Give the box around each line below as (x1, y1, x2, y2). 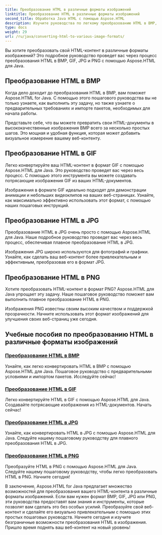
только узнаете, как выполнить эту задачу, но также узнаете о (5, 100, 135, 106)
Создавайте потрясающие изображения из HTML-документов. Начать (5, 402, 152, 408)
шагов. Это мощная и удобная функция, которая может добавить (5, 130, 141, 136)
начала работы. (5, 110, 38, 116)
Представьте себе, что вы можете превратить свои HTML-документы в (5, 120, 154, 126)
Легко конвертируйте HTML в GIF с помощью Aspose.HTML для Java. (5, 397, 150, 403)
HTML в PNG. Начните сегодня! (5, 473, 70, 480)
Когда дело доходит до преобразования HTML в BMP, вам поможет (5, 90, 146, 95)
